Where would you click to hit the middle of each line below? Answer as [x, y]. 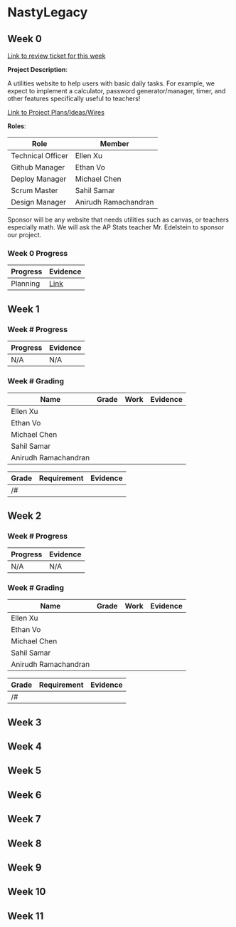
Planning [26, 284]
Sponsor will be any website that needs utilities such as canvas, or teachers [118, 219]
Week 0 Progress [38, 253]
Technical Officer [40, 156]
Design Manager [38, 202]
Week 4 [25, 746]
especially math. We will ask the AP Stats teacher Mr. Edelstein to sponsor [116, 227]
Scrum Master [34, 191]
